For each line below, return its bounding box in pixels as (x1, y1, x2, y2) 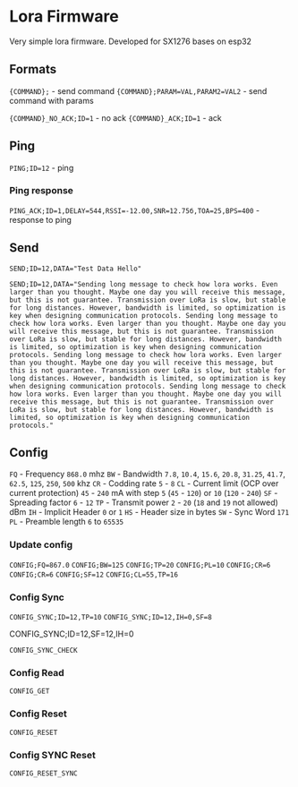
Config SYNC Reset (9, 749, 96, 761)
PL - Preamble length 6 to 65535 (9, 517, 124, 527)
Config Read (9, 667, 64, 679)
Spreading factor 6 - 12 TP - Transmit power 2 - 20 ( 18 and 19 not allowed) (9, 497, 279, 508)
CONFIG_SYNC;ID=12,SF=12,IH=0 (9, 629, 134, 639)
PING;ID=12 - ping (9, 162, 74, 173)
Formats (9, 62, 56, 77)
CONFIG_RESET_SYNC (9, 768, 78, 778)
